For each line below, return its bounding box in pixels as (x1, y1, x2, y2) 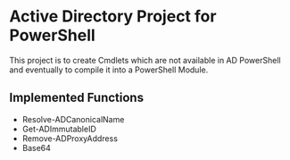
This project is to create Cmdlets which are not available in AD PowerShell (9, 55, 281, 65)
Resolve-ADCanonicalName (21, 114, 125, 124)
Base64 (21, 142, 52, 153)
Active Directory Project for (9, 6, 217, 27)
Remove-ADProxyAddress (21, 132, 119, 144)
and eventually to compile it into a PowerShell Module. (9, 64, 209, 75)
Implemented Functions (9, 90, 145, 105)
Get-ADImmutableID (21, 123, 96, 134)
